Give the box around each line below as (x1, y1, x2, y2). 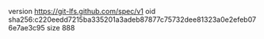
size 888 (46, 23, 75, 32)
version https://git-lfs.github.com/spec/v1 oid (8, 7, 156, 16)
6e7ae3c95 (8, 23, 45, 32)
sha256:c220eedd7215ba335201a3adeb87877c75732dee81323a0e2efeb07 (8, 15, 256, 24)
